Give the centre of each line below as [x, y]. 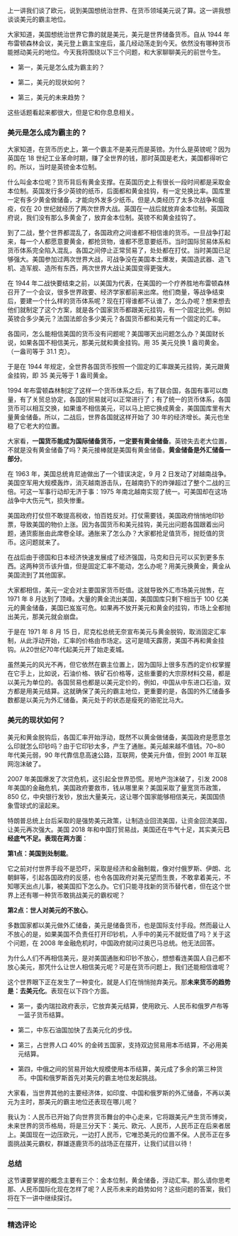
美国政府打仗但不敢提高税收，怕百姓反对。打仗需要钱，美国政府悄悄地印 [113, 516]
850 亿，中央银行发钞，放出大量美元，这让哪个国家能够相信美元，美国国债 [116, 796]
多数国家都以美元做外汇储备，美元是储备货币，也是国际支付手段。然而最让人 [119, 925]
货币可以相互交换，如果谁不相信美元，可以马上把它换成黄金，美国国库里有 [116, 408]
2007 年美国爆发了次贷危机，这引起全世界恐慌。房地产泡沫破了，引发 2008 [118, 778]
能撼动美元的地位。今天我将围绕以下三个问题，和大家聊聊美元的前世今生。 [116, 52]
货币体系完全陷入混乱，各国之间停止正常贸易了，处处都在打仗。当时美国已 [116, 250]
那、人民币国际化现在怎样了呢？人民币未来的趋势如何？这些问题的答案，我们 [119, 1189]
